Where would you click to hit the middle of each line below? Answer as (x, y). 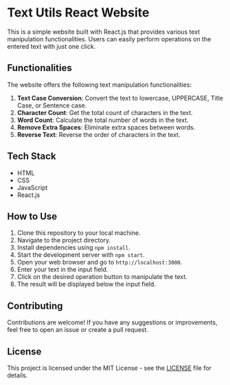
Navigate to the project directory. (64, 240)
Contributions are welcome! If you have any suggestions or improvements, (112, 322)
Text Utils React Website (78, 13)
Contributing (35, 305)
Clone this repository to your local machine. (79, 233)
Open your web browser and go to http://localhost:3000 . (100, 262)
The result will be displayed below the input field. (87, 284)
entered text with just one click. (51, 46)
